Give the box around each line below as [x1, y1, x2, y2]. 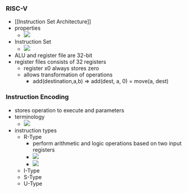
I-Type [23, 167, 40, 174]
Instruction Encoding [5, 93, 69, 101]
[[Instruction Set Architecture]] [14, 18, 92, 25]
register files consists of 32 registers [14, 58, 107, 66]
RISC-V [5, 4, 28, 13]
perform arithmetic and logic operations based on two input [32, 140, 182, 147]
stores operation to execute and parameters [14, 106, 125, 113]
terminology [14, 113, 45, 120]
